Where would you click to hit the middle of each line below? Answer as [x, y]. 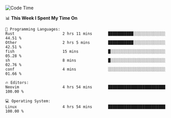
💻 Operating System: [28, 101]
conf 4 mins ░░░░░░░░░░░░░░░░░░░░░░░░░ [86, 69]
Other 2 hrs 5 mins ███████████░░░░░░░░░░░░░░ [86, 43]
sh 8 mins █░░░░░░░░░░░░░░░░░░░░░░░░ [86, 61]
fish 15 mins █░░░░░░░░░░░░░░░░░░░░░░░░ [86, 51]
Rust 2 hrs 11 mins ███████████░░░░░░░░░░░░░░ [86, 34]
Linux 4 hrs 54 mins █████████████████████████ [86, 107]
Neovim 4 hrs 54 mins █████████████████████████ [86, 87]
